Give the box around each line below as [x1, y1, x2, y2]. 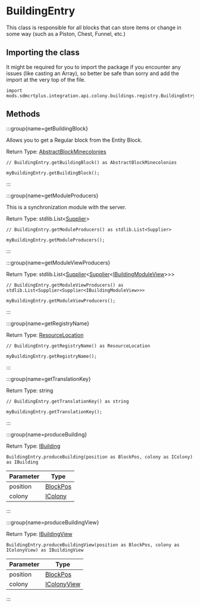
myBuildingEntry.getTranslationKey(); [6, 408, 102, 415]
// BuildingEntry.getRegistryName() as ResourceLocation [6, 343, 151, 349]
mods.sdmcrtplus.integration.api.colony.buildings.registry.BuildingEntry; [6, 92, 198, 99]
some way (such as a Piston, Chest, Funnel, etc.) [6, 30, 126, 37]
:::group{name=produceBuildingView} [6, 519, 99, 526]
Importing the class [6, 48, 80, 58]
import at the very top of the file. [6, 76, 86, 83]
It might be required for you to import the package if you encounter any [6, 63, 181, 70]
